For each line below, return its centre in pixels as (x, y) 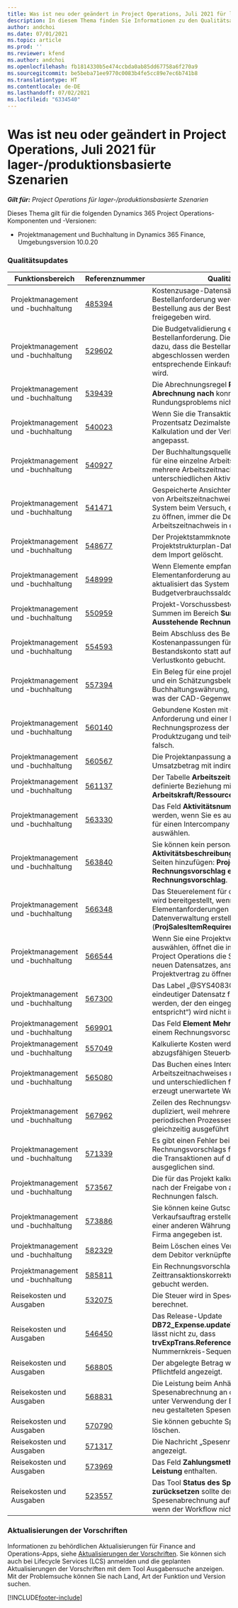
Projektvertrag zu (181, 974)
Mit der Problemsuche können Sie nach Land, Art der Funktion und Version (117, 1576)
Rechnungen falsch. (185, 1197)
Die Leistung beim (182, 1383)
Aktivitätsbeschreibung (193, 854)
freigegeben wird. (181, 318)
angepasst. (170, 440)
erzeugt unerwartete (186, 1091)
